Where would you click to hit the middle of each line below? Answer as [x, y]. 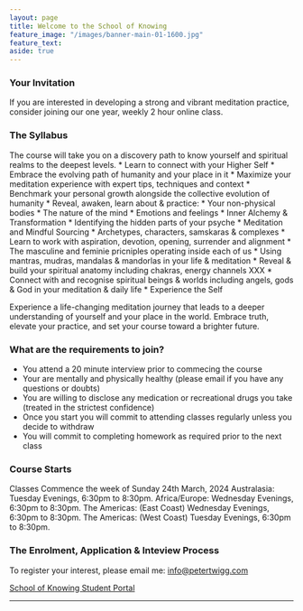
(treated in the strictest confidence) [88, 408]
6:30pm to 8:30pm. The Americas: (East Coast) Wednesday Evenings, [140, 508]
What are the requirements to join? [87, 349]
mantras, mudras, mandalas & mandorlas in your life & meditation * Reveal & [150, 260]
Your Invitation [42, 83]
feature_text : [36, 43]
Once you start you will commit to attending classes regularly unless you [157, 417]
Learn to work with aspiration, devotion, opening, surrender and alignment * [150, 241]
